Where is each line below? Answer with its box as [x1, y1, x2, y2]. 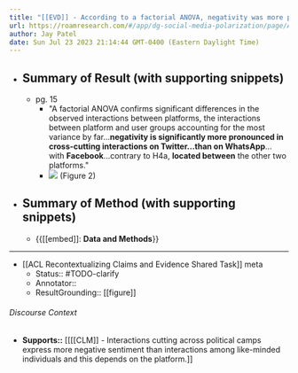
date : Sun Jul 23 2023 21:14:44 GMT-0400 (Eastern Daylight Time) [9, 37, 260, 47]
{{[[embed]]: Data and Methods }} [35, 233, 160, 244]
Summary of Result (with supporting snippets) [21, 70, 285, 85]
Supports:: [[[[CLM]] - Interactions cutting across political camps [21, 335, 262, 346]
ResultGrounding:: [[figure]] [35, 287, 137, 298]
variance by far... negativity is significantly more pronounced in [48, 132, 284, 143]
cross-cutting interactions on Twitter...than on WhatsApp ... [48, 141, 272, 152]
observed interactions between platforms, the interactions [48, 113, 262, 124]
